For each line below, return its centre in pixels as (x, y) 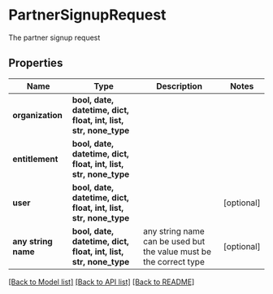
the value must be (177, 252)
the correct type (174, 261)
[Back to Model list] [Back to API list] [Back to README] (102, 282)
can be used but (174, 241)
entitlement (35, 159)
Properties (36, 63)
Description (179, 86)
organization (38, 115)
